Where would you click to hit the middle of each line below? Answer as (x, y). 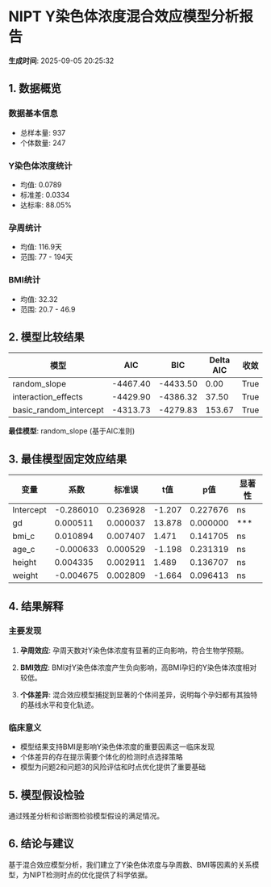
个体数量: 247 (43, 143)
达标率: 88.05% (46, 205)
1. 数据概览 (35, 88)
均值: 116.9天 (41, 247)
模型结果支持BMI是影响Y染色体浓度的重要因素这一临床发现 (117, 747)
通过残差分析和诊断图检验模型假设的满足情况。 (86, 815)
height (25, 563)
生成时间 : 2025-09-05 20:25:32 (61, 61)
